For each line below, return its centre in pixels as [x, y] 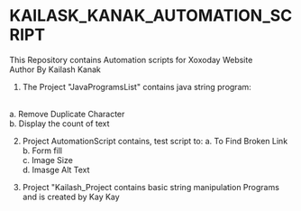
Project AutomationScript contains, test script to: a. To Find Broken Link [155, 141]
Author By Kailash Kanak [55, 69]
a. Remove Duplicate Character [67, 114]
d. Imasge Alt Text [56, 170]
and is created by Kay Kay [71, 197]
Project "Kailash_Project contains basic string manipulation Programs [150, 187]
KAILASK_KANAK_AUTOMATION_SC [151, 16]
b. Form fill [42, 151]
